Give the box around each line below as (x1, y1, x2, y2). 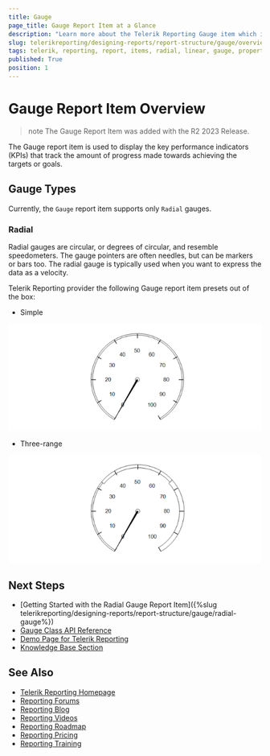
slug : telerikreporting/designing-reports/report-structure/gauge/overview (8, 39, 268, 47)
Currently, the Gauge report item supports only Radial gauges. (8, 204, 211, 213)
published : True (8, 56, 63, 64)
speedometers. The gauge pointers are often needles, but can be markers (8, 250, 253, 260)
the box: (8, 291, 36, 301)
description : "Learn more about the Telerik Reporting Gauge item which (8, 30, 257, 38)
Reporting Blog (19, 704, 70, 714)
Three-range (19, 439, 63, 448)
